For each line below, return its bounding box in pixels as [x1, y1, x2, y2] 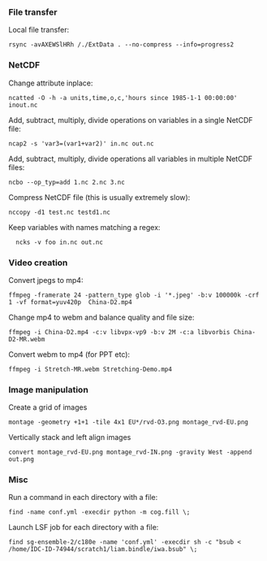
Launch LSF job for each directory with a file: [8, 523, 159, 533]
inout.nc [8, 101, 38, 109]
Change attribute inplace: [8, 78, 93, 88]
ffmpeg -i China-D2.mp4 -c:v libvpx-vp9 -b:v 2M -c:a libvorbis [8, 328, 230, 336]
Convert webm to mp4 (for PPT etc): [8, 349, 131, 359]
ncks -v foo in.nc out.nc [15, 238, 104, 246]
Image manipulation [8, 384, 89, 395]
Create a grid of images [8, 402, 88, 412]
